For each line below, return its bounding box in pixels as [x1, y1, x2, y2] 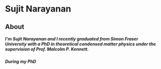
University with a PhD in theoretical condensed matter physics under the [5, 41, 156, 47]
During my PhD [5, 58, 37, 64]
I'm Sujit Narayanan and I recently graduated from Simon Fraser [5, 36, 139, 42]
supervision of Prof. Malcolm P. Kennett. [5, 46, 89, 52]
